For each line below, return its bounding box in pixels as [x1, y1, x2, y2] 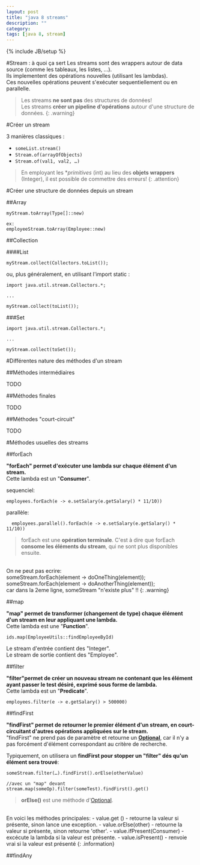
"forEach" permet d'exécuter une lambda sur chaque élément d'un [6, 462, 177, 470]
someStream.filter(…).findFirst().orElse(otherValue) [6, 770, 144, 776]
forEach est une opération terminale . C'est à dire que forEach [20, 537, 175, 544]
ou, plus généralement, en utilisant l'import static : [6, 270, 130, 278]
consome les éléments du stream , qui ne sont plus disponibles [20, 543, 178, 550]
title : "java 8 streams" [6, 14, 68, 20]
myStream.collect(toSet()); [6, 347, 77, 353]
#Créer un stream [6, 121, 50, 128]
